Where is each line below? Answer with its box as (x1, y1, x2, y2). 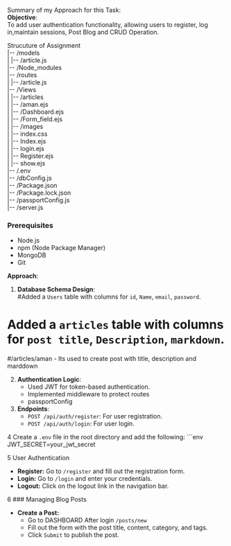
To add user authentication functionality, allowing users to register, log (7, 21, 208, 28)
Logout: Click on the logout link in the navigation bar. (17, 482, 169, 491)
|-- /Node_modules (7, 64, 62, 71)
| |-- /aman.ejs (7, 100, 49, 108)
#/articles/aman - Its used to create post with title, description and (7, 355, 196, 363)
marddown (7, 362, 38, 370)
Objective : (7, 13, 38, 21)
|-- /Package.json (7, 182, 58, 189)
